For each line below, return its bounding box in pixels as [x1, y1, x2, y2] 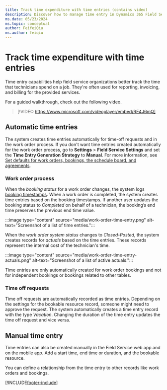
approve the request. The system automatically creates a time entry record [5, 307, 159, 312]
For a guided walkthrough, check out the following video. [5, 99, 122, 105]
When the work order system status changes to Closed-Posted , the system [5, 232, 160, 238]
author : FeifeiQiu [5, 26, 43, 31]
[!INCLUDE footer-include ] [5, 380, 58, 386]
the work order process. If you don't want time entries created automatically [5, 141, 161, 147]
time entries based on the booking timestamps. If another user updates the [5, 197, 159, 203]
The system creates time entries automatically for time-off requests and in [5, 136, 158, 142]
